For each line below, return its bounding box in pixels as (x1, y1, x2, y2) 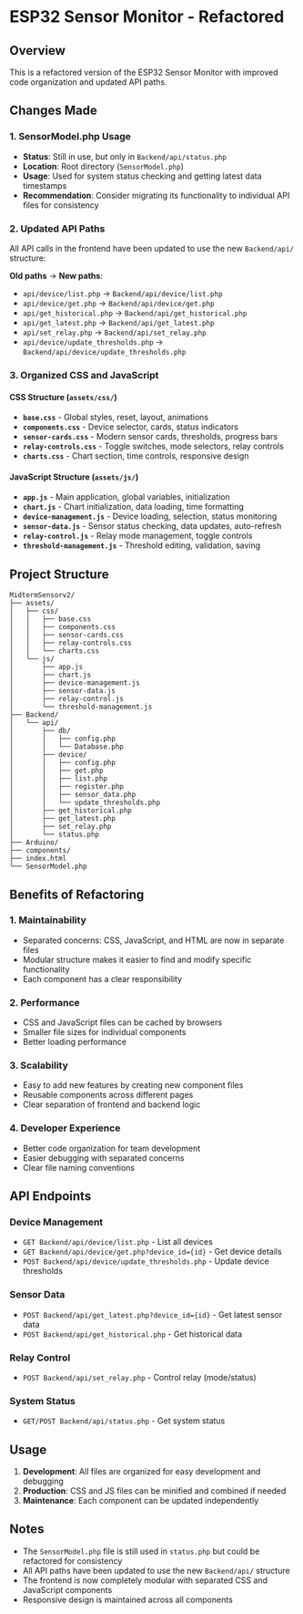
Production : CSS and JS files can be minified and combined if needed (22, 1485, 287, 1496)
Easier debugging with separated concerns (22, 1152, 185, 1164)
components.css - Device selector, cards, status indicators (22, 421, 239, 432)
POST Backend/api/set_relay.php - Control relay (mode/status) (22, 1371, 257, 1382)
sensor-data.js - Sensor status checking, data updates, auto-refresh (22, 521, 282, 532)
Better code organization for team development (22, 1143, 201, 1154)
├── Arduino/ (9, 838, 59, 847)
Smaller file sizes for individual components (22, 1027, 187, 1038)
